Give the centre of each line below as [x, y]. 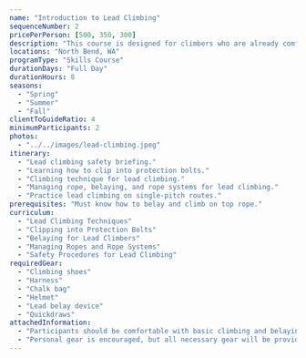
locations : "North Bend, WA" [65, 52]
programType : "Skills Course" [67, 60]
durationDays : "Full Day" [58, 69]
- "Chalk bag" [44, 289]
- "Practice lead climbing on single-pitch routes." [120, 196]
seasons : [26, 86]
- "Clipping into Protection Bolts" [87, 230]
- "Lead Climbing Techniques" [75, 221]
